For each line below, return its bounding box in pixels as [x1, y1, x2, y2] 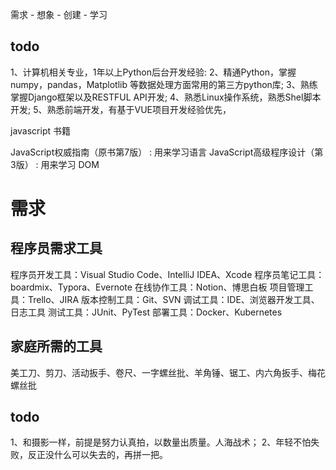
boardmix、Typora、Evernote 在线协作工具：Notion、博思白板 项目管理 [10, 281, 305, 293]
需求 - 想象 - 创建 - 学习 [10, 9, 108, 20]
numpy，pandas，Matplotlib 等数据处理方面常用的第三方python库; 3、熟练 [10, 78, 318, 90]
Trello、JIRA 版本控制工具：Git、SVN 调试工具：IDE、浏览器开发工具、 [27, 293, 320, 305]
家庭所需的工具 [10, 338, 103, 355]
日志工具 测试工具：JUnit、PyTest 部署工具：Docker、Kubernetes [10, 306, 283, 318]
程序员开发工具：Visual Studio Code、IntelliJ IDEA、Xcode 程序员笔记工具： [10, 268, 325, 280]
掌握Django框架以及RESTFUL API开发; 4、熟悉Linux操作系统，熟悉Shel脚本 [10, 91, 322, 103]
